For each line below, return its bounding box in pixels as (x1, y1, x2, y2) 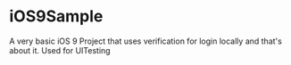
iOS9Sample (9, 6, 104, 27)
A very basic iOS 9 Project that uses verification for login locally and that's (9, 36, 283, 46)
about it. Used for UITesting (9, 45, 111, 55)
